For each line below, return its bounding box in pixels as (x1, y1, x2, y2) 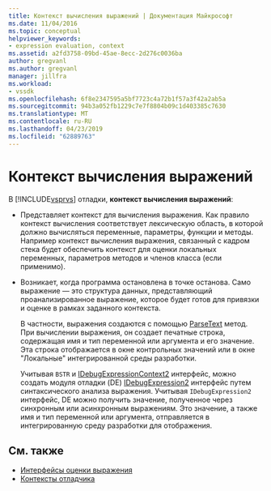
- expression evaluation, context (8, 42, 125, 50)
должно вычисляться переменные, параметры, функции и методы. (19, 227, 254, 237)
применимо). (19, 261, 66, 271)
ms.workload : (8, 79, 53, 88)
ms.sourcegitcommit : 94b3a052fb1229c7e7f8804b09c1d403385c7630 (8, 102, 227, 110)
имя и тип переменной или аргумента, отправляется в (19, 412, 210, 421)
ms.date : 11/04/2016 (8, 19, 78, 28)
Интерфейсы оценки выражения (19, 465, 133, 475)
